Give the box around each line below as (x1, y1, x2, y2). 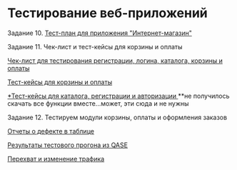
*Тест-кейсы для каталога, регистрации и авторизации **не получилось (7, 91, 230, 100)
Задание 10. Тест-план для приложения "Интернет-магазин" (7, 29, 193, 37)
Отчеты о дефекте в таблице (7, 126, 95, 135)
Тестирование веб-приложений (7, 5, 208, 21)
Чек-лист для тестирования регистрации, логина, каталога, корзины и (7, 56, 223, 65)
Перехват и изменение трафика (7, 154, 105, 163)
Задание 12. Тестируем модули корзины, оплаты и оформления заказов (7, 113, 227, 121)
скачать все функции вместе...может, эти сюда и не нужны (7, 99, 189, 108)
